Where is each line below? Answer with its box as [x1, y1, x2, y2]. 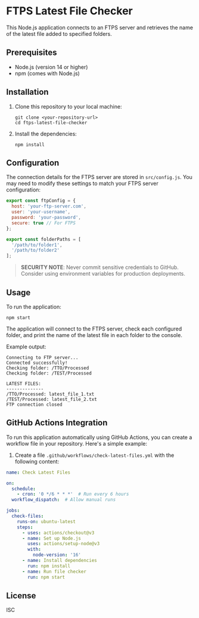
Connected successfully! [6, 360, 68, 366]
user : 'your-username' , [11, 209, 70, 215]
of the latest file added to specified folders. [6, 30, 112, 37]
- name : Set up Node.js [21, 535, 82, 541]
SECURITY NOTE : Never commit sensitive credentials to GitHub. [20, 264, 179, 271]
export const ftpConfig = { [6, 198, 76, 204]
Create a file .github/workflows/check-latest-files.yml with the [14, 452, 175, 459]
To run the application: [6, 303, 61, 310]
